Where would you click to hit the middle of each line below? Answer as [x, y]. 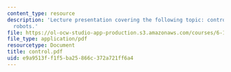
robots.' [26, 26]
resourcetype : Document [41, 45]
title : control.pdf [35, 52]
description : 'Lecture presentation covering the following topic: [106, 20]
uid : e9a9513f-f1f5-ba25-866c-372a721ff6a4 [70, 58]
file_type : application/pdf [47, 39]
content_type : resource [41, 13]
